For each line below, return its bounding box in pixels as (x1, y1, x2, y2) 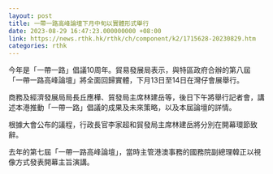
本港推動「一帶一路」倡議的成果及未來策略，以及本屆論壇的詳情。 (15, 103, 236, 112)
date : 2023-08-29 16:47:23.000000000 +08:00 (8, 27, 162, 35)
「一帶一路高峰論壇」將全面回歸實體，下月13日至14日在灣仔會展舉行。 (8, 75, 245, 85)
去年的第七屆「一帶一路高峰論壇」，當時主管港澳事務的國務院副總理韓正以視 (8, 147, 262, 157)
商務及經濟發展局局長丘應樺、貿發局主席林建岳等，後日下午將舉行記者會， (8, 92, 258, 102)
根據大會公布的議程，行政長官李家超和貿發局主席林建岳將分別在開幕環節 (8, 120, 250, 129)
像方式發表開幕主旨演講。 (8, 157, 94, 167)
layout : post (8, 11, 53, 20)
